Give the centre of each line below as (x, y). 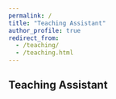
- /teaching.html (45, 53)
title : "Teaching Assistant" (57, 23)
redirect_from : (34, 38)
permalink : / (30, 16)
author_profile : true (45, 30)
